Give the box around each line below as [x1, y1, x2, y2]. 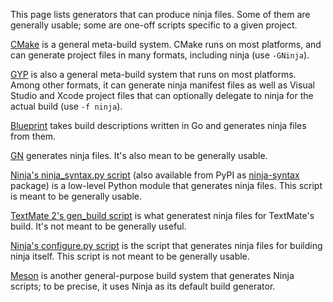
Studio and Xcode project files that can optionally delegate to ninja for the [10, 90, 314, 101]
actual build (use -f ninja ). [10, 100, 123, 112]
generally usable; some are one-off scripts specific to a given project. [10, 19, 298, 31]
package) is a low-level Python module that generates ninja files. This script [10, 180, 323, 191]
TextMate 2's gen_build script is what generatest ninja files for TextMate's [10, 210, 315, 221]
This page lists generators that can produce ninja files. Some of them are [10, 9, 311, 20]
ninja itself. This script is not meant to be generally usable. [10, 250, 250, 262]
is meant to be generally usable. [10, 190, 143, 202]
